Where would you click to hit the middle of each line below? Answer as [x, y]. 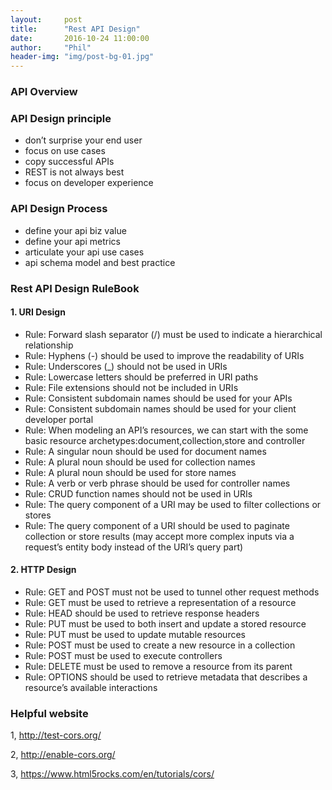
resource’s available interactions [91, 687]
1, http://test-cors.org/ [56, 735]
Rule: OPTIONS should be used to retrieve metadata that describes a [166, 677]
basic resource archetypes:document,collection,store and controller [165, 440]
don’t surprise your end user [83, 140]
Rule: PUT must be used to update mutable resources [135, 634]
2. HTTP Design [43, 570]
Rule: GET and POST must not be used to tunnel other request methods [172, 592]
